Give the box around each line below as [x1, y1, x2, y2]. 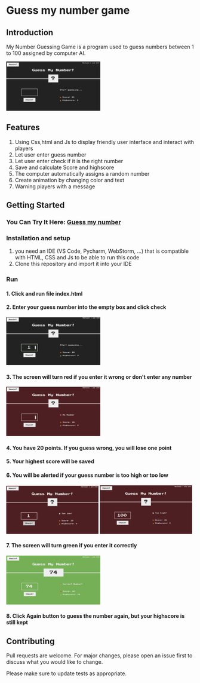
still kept [6, 619, 28, 626]
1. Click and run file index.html [6, 290, 83, 297]
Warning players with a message [14, 183, 96, 190]
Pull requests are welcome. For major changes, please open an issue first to [6, 652, 193, 659]
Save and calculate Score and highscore [14, 164, 115, 171]
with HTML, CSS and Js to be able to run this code [14, 254, 140, 261]
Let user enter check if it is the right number [14, 157, 124, 164]
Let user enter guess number [14, 151, 87, 158]
